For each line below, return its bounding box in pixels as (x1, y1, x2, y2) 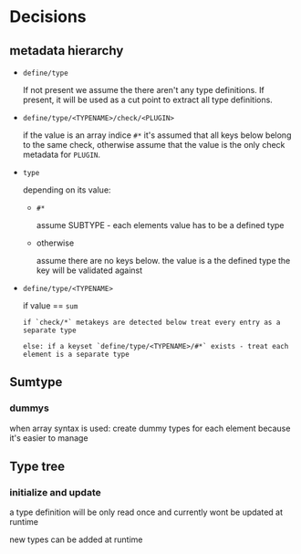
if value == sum (22, 300, 78, 311)
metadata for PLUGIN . (22, 149, 100, 160)
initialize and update (9, 486, 102, 498)
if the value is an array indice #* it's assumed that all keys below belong (22, 130, 292, 141)
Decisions (9, 6, 87, 27)
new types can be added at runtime (9, 534, 143, 545)
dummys (9, 402, 50, 414)
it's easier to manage (9, 432, 88, 444)
